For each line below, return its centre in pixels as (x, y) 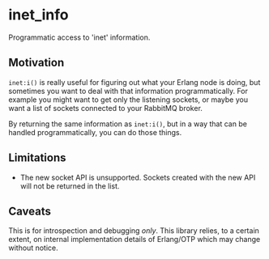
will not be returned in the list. (70, 186)
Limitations (37, 158)
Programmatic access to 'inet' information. (79, 37)
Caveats (30, 211)
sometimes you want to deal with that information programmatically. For (128, 91)
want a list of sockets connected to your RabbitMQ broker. (105, 108)
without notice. (33, 248)
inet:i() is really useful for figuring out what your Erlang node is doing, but (134, 82)
